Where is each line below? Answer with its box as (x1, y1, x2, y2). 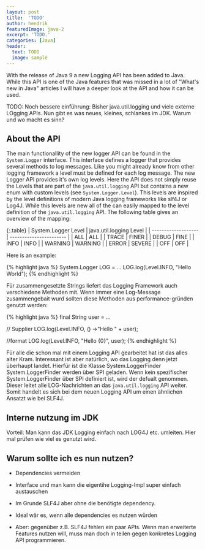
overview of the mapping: (6, 215, 71, 223)
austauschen (15, 488, 48, 495)
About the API (6, 134, 61, 144)
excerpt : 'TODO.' (6, 32, 51, 38)
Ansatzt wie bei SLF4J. (6, 395, 64, 402)
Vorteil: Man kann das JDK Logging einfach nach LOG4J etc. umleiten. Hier (6, 429, 196, 436)
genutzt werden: (6, 302, 48, 309)
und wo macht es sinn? (6, 116, 65, 123)
